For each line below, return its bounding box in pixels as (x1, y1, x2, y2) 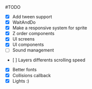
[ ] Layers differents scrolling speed (12, 57, 86, 63)
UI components (12, 42, 44, 47)
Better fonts (12, 67, 37, 73)
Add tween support (12, 14, 52, 19)
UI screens (12, 36, 35, 42)
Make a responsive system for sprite (12, 25, 88, 31)
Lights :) (12, 78, 29, 84)
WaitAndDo (12, 19, 36, 25)
